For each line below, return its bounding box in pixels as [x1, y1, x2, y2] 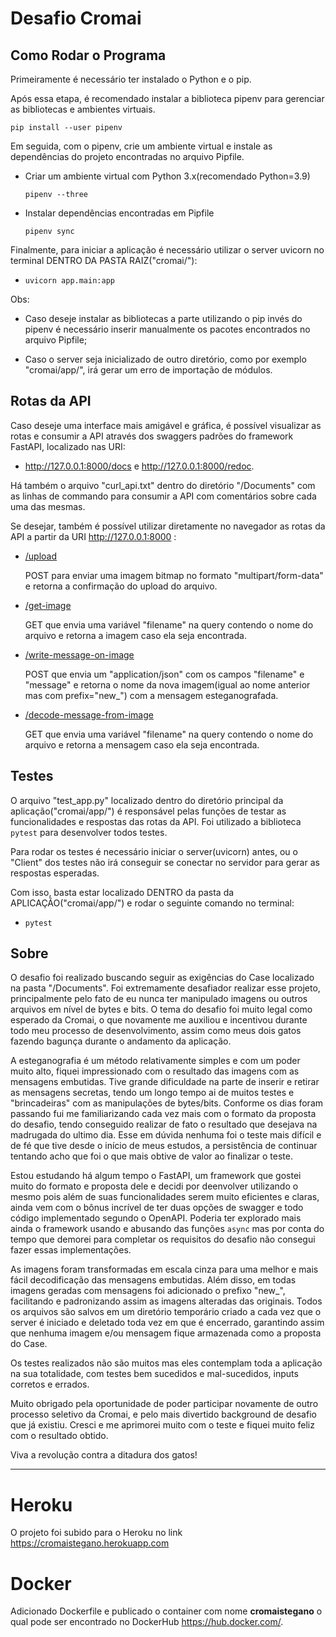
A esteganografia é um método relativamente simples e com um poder [10, 1055, 301, 1067]
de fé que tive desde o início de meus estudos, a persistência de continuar [10, 1140, 318, 1152]
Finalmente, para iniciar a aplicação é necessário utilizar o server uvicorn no [10, 244, 325, 256]
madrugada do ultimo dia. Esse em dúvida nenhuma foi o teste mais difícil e [10, 1129, 322, 1141]
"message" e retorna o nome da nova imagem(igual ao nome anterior [24, 678, 311, 691]
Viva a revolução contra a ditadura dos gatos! [10, 1449, 198, 1461]
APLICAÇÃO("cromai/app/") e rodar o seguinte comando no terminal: [10, 897, 295, 909]
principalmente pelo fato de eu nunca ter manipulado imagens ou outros [10, 993, 308, 1005]
